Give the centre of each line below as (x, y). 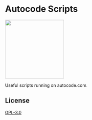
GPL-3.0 (13, 112)
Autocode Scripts (42, 9)
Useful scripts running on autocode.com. (46, 85)
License (17, 101)
